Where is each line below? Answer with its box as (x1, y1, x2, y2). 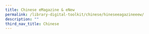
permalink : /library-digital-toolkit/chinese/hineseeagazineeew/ (5, 12, 144, 17)
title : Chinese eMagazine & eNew (5, 7, 75, 12)
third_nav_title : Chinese (5, 21, 59, 26)
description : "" (5, 16, 39, 21)
